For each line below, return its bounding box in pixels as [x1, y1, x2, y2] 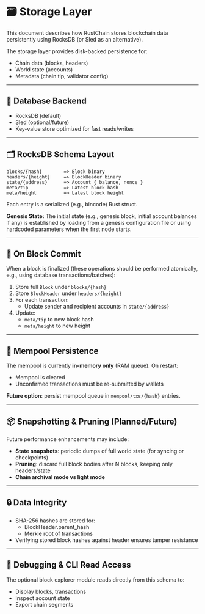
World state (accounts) [15, 65, 73, 73]
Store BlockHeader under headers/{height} [15, 290, 122, 297]
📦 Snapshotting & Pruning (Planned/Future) [6, 416, 178, 426]
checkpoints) [15, 454, 49, 461]
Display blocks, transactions [15, 588, 87, 595]
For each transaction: [15, 296, 69, 304]
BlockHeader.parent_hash [24, 523, 90, 530]
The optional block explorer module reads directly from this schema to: [6, 576, 185, 583]
